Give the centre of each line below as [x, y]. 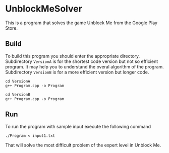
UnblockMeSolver [44, 9]
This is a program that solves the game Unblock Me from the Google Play [81, 23]
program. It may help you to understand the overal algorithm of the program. [84, 66]
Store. [12, 28]
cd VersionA [18, 81]
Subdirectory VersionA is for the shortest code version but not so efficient [81, 61]
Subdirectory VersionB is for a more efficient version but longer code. [77, 72]
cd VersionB [18, 94]
